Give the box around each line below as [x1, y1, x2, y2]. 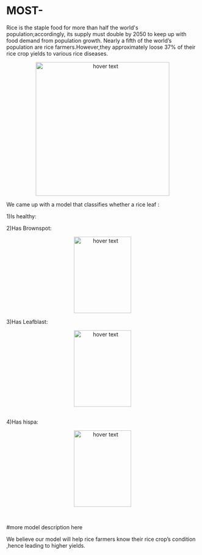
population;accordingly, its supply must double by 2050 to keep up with [6, 30, 187, 37]
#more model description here [6, 523, 83, 531]
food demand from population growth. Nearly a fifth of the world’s [6, 37, 172, 44]
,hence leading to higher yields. [6, 542, 85, 549]
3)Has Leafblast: [6, 318, 48, 325]
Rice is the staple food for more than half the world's [6, 24, 139, 31]
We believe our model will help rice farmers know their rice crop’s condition [6, 535, 196, 543]
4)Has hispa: [6, 418, 38, 425]
